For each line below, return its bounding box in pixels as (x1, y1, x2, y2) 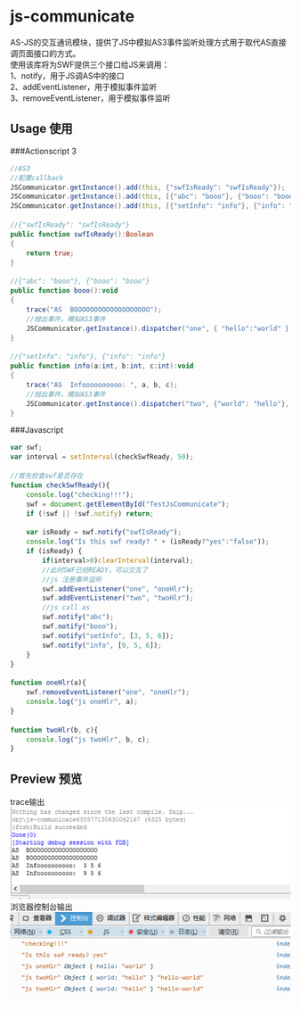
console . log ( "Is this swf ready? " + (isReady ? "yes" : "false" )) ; (26, 537, 270, 546)
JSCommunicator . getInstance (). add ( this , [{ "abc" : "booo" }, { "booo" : (10, 192, 270, 202)
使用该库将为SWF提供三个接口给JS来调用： (10, 59, 170, 70)
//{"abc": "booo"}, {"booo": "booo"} (10, 277, 150, 286)
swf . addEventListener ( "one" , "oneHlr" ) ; (42, 584, 194, 593)
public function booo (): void (10, 286, 118, 295)
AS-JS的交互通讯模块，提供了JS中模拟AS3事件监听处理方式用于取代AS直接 (10, 37, 288, 47)
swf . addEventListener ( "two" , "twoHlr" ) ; (42, 593, 194, 603)
